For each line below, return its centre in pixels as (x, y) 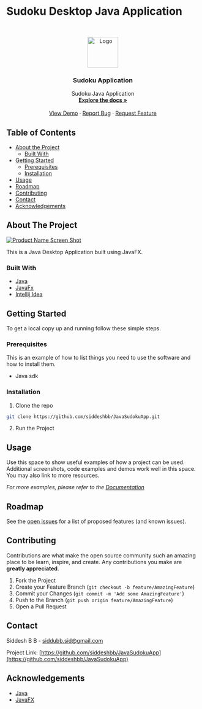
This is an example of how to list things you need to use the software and (99, 358)
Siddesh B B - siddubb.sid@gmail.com (55, 640)
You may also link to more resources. (53, 475)
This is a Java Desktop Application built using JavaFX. (75, 252)
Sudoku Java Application (103, 94)
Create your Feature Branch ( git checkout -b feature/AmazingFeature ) (105, 587)
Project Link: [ (24, 653)
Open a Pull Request (41, 606)
